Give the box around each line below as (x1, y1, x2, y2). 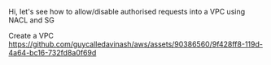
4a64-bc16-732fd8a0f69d (8, 48, 97, 57)
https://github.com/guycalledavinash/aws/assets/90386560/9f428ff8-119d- (8, 39, 263, 49)
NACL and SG (8, 15, 55, 25)
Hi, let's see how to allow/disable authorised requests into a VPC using (8, 7, 246, 16)
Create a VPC (8, 31, 55, 40)
